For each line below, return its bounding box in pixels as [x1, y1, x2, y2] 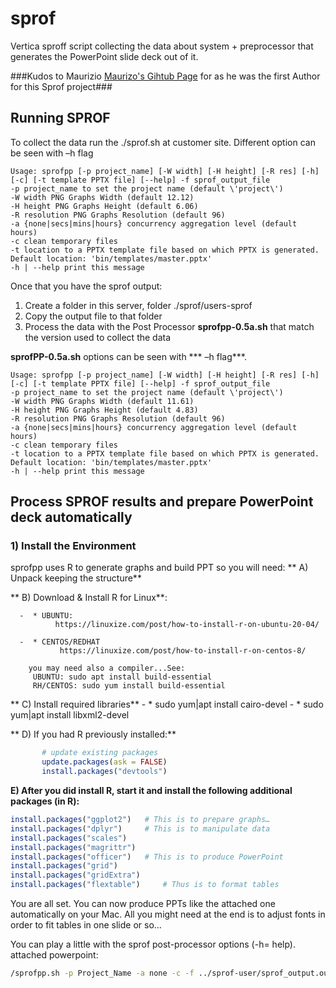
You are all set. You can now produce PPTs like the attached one [10, 898, 276, 910]
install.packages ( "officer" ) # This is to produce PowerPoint [10, 852, 284, 862]
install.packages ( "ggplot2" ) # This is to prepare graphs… [10, 815, 271, 825]
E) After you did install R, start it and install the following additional [10, 785, 293, 797]
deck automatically [10, 509, 133, 526]
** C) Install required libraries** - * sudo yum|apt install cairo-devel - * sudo [10, 698, 324, 711]
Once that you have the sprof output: [10, 280, 163, 292]
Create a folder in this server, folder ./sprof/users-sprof [24, 299, 253, 311]
